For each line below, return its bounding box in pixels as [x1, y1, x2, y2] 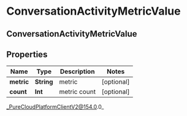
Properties [6, 49, 48, 59]
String [34, 78, 53, 86]
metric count [59, 87, 96, 96]
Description [59, 67, 95, 76]
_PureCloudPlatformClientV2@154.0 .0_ [6, 103, 104, 111]
